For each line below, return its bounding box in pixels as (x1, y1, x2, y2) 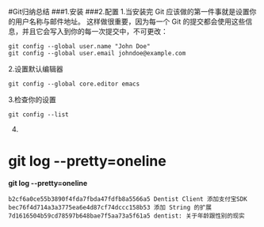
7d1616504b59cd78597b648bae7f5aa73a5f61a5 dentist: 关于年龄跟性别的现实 (8, 212, 245, 220)
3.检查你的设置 (8, 95, 57, 104)
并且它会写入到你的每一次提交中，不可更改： (21, 27, 168, 36)
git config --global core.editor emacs (8, 80, 140, 88)
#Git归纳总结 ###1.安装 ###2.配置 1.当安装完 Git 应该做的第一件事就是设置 (8, 7, 250, 16)
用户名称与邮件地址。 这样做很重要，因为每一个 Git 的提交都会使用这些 (14, 17, 246, 26)
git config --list (8, 111, 69, 119)
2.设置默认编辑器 (8, 64, 63, 74)
